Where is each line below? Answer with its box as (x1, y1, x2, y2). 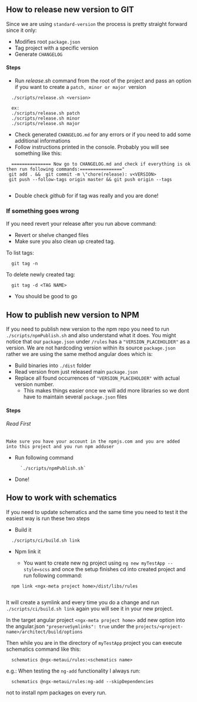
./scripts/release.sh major (11, 121, 81, 127)
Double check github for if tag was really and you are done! (14, 192, 159, 199)
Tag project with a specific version (14, 44, 99, 51)
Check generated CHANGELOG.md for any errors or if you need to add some (14, 131, 191, 138)
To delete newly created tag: (6, 271, 75, 278)
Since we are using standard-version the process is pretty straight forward (6, 20, 188, 27)
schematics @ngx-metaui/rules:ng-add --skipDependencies (11, 678, 154, 684)
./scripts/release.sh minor (11, 116, 81, 121)
